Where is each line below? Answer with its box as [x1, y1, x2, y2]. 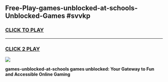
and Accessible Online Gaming [5, 71, 70, 77]
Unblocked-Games [5, 12, 65, 20]
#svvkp [66, 12, 91, 20]
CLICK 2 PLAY [5, 45, 40, 52]
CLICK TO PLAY [5, 27, 44, 34]
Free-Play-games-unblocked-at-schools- [5, 4, 138, 12]
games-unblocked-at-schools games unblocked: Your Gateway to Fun [5, 66, 154, 72]
